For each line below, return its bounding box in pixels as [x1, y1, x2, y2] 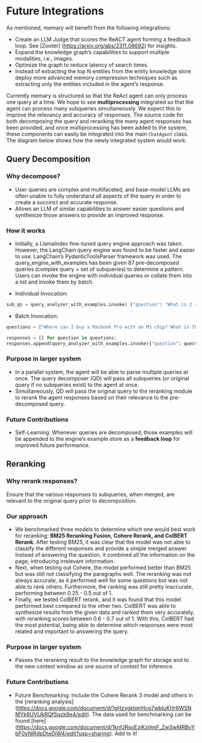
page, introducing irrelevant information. [14, 557, 115, 565]
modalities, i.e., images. [14, 55, 74, 62]
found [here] [14, 717, 46, 724]
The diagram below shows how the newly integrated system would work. [6, 136, 188, 144]
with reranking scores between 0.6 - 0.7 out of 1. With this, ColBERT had [14, 615, 194, 622]
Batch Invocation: [14, 312, 58, 320]
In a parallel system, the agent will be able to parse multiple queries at [14, 368, 188, 375]
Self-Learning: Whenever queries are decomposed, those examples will [14, 429, 193, 436]
